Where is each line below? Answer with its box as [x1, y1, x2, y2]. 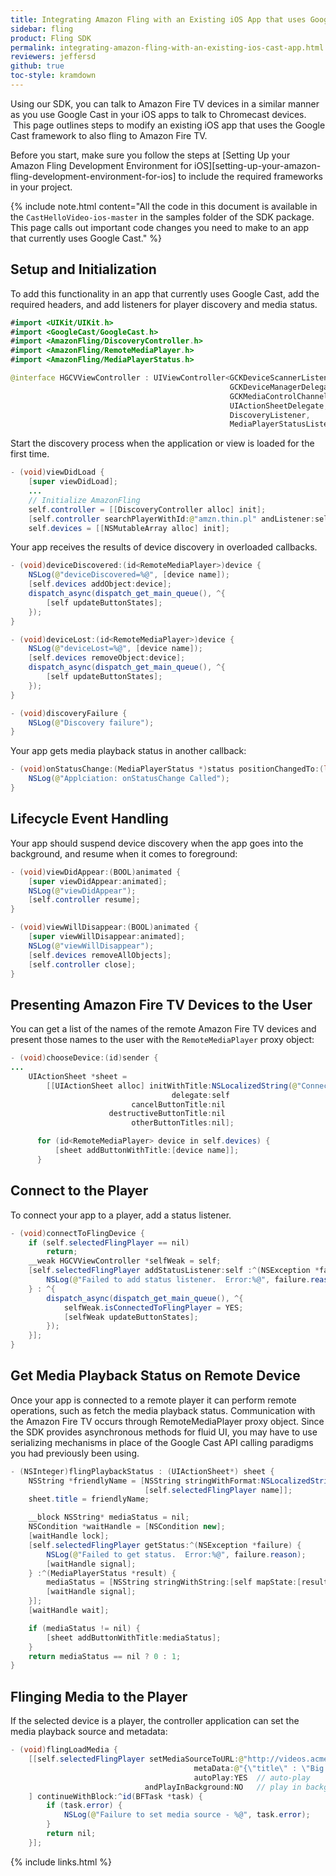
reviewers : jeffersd [10, 52, 97, 62]
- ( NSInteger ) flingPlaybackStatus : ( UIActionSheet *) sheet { [10, 1466, 275, 1476]
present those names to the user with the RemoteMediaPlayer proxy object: [10, 1034, 315, 1046]
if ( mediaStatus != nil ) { [28, 1623, 141, 1633]
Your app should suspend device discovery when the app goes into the [10, 837, 304, 849]
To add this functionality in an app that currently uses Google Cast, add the [10, 287, 320, 300]
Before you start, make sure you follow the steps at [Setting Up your [10, 149, 291, 161]
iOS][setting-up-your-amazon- [194, 159, 322, 171]
